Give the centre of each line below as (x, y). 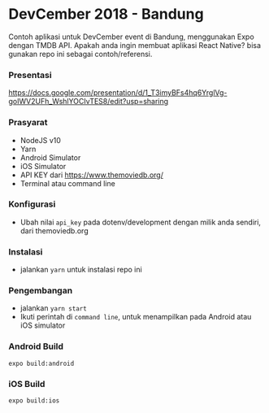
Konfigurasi (32, 204)
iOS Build (27, 384)
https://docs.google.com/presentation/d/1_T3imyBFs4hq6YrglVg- (118, 93)
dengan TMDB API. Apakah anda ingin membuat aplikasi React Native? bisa (135, 45)
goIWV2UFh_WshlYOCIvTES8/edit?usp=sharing (89, 102)
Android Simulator (50, 157)
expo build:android (41, 363)
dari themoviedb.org (54, 230)
